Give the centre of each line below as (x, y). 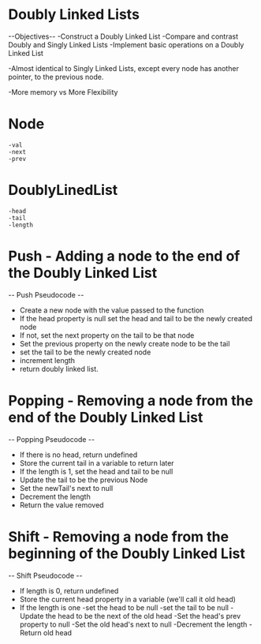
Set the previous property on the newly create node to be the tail (125, 343)
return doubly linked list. (59, 369)
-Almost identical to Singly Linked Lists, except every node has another (123, 68)
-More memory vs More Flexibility (63, 92)
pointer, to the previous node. (56, 77)
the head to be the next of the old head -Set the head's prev (143, 616)
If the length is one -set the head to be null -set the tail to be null (124, 607)
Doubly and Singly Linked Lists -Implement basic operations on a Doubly (126, 44)
